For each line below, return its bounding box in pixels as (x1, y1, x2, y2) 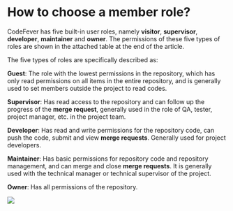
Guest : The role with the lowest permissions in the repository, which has (7, 69, 216, 78)
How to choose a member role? (7, 4, 191, 20)
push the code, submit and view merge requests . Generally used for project (7, 133, 227, 142)
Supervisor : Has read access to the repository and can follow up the (7, 97, 205, 105)
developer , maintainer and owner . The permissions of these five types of (7, 34, 220, 43)
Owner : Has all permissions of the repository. (7, 182, 138, 191)
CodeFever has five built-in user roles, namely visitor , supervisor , (7, 27, 198, 36)
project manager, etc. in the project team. (7, 112, 126, 121)
